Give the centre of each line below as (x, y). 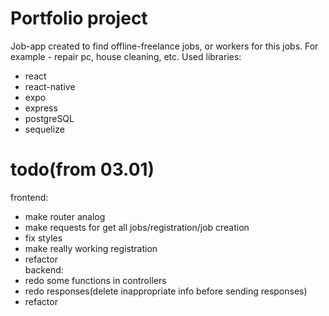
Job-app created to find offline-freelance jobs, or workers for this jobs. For (164, 46)
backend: (44, 269)
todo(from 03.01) (82, 169)
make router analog (65, 216)
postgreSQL (49, 118)
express (41, 108)
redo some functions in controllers (95, 280)
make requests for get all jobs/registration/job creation (137, 227)
